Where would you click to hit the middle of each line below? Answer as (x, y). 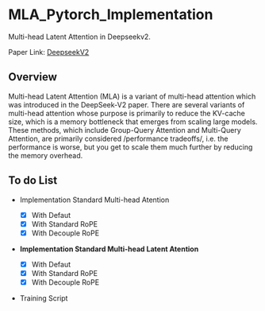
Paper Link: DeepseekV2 (49, 52)
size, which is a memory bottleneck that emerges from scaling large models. (133, 122)
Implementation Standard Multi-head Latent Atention (109, 249)
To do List (33, 181)
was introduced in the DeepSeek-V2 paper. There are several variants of (127, 104)
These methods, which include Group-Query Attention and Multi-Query (125, 130)
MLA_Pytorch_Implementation (111, 15)
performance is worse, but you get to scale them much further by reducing (131, 147)
